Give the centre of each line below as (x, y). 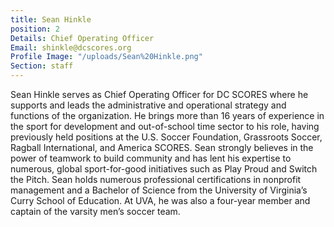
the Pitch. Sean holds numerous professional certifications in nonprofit (156, 179)
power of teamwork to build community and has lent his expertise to (151, 158)
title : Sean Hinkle (51, 19)
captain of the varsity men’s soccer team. (95, 211)
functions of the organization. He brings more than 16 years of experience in (167, 115)
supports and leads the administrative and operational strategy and (148, 105)
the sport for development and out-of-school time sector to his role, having (165, 126)
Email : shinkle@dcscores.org (71, 47)
